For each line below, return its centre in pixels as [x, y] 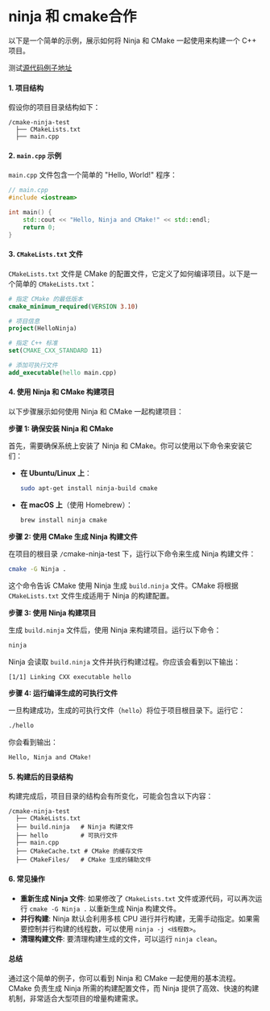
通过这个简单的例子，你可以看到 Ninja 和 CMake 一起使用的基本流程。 [124, 978]
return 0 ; [39, 227]
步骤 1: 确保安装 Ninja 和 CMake [61, 428]
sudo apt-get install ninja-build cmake [89, 489]
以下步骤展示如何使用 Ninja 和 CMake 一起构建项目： [96, 411]
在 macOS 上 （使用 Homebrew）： [76, 505]
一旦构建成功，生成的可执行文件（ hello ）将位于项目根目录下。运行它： [127, 711]
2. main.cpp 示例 [35, 155]
